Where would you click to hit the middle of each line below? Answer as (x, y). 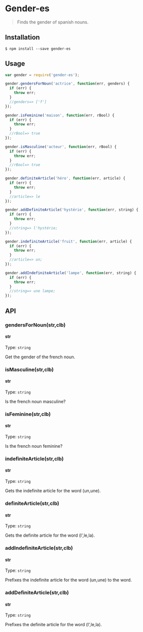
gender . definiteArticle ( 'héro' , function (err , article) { (65, 178)
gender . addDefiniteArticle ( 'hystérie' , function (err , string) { (72, 210)
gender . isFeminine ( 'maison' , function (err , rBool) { (60, 115)
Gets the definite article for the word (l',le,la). (50, 535)
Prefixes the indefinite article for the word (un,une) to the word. (69, 580)
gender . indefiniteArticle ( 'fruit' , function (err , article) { (69, 241)
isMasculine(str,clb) (29, 370)
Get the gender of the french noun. (40, 357)
